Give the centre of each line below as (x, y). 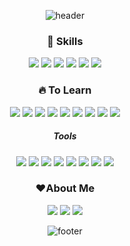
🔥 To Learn (65, 90)
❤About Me (65, 188)
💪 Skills (65, 41)
